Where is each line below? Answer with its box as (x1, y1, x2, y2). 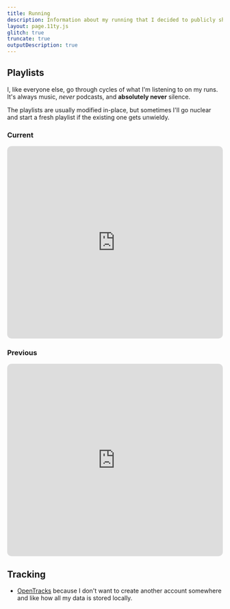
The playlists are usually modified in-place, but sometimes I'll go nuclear (7, 105, 212, 114)
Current (7, 130, 34, 140)
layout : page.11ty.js (7, 23, 69, 29)
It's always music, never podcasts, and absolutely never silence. (7, 92, 190, 101)
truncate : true (7, 36, 51, 42)
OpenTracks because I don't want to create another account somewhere (16, 586, 222, 595)
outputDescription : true (7, 42, 78, 49)
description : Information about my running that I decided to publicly (7, 16, 216, 23)
